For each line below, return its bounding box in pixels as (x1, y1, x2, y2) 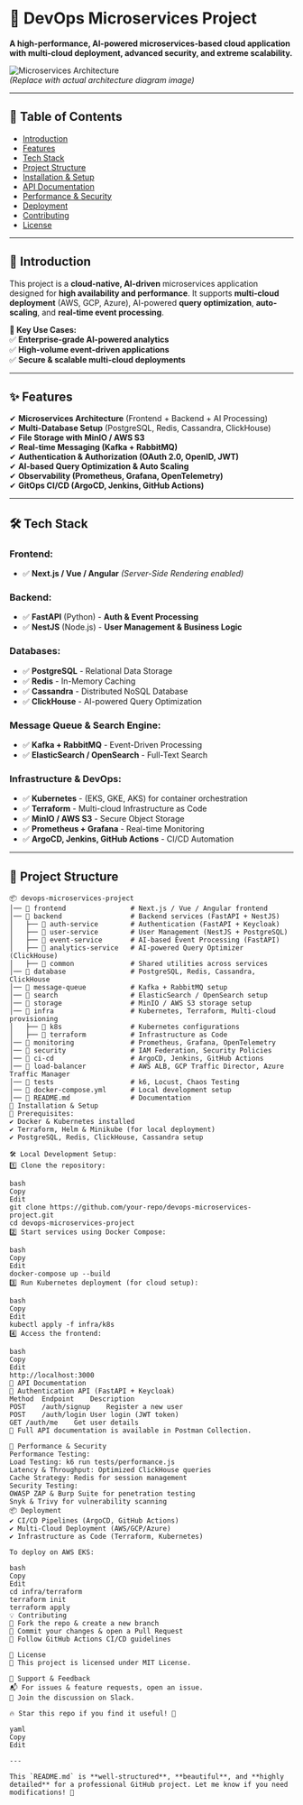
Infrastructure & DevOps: (9, 772, 122, 785)
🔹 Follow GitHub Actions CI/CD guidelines (9, 1635, 171, 1644)
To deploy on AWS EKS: (9, 1548, 95, 1557)
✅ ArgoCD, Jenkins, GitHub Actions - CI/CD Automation (22, 833, 234, 844)
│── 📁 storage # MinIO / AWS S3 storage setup (9, 999, 252, 1008)
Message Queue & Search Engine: (9, 719, 161, 732)
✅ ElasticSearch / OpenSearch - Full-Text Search (22, 749, 208, 760)
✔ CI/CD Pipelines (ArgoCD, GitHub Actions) (9, 1516, 179, 1525)
